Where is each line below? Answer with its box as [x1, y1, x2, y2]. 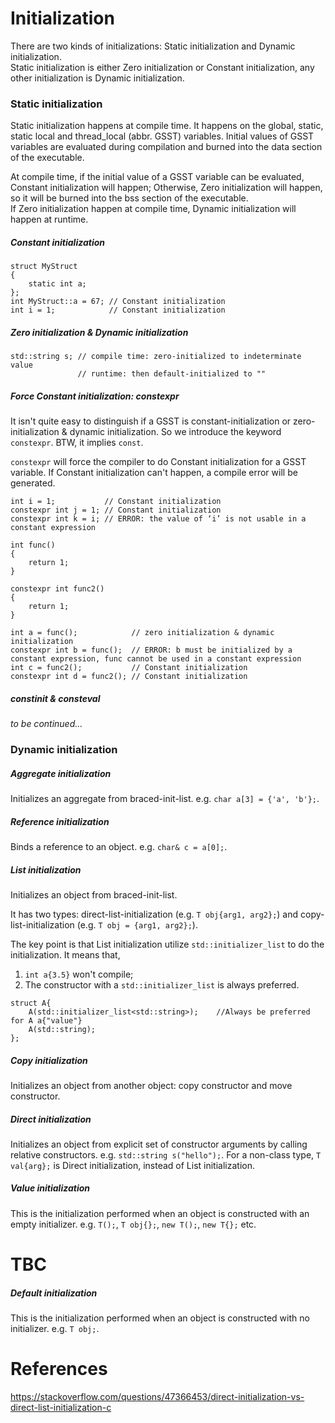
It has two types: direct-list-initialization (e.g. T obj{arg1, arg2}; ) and [10, 908, 299, 920]
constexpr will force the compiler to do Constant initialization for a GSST [10, 456, 307, 468]
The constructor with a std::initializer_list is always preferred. [24, 978, 300, 991]
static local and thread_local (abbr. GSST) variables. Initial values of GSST [10, 130, 315, 142]
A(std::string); [28, 1024, 97, 1034]
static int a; [28, 279, 87, 289]
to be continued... [10, 718, 83, 730]
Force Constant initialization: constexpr [10, 390, 180, 402]
